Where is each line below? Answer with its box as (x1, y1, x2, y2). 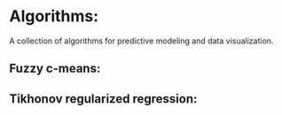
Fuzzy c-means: (9, 61, 101, 76)
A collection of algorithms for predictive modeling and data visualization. (9, 35, 274, 46)
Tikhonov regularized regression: (9, 91, 198, 106)
